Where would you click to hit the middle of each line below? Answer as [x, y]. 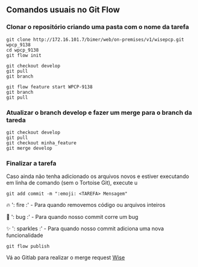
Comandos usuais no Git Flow [63, 10]
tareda [16, 120]
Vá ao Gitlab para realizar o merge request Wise [66, 257]
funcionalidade [25, 235]
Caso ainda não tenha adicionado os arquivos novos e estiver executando [98, 176]
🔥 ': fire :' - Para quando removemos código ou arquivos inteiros [86, 205]
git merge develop [29, 148]
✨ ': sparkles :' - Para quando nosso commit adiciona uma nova [85, 229]
